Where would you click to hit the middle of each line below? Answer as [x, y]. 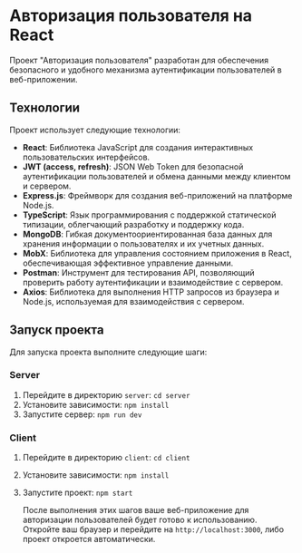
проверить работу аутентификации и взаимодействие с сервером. [153, 282]
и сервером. [47, 186]
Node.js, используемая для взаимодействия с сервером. [133, 301]
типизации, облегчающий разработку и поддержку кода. [133, 224]
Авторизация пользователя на [131, 16]
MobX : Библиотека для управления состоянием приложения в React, [157, 253]
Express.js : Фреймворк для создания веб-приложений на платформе [157, 195]
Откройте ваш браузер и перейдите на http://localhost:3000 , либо [153, 529]
